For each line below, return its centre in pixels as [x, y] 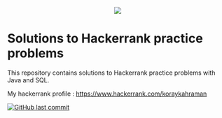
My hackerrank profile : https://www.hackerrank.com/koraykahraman [107, 94]
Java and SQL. [28, 80]
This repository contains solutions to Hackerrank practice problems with [111, 73]
